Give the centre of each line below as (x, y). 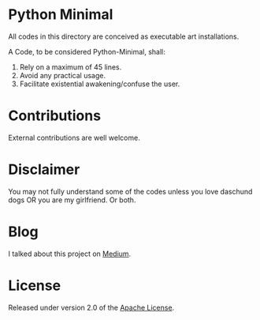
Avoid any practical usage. (63, 75)
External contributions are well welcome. (74, 137)
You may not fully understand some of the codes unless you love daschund (130, 191)
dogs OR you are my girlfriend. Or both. (72, 200)
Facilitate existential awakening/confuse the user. (100, 84)
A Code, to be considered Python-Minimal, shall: (87, 51)
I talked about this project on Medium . (70, 254)
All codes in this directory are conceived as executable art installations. (124, 36)
